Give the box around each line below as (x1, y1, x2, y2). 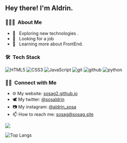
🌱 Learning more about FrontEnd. (12, 41, 83, 47)
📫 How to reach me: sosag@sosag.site (12, 112, 94, 118)
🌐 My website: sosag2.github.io (12, 91, 78, 97)
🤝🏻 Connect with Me (5, 79, 57, 86)
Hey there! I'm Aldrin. (5, 4, 73, 12)
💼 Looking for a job (12, 35, 54, 41)
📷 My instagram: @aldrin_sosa (12, 104, 76, 110)
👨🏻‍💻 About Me (5, 19, 42, 26)
